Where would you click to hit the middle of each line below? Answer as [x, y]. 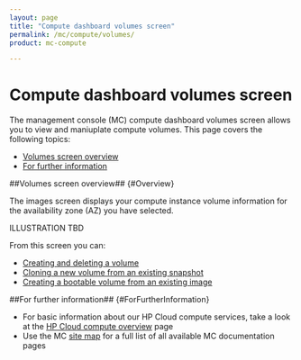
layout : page [34, 18]
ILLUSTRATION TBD [46, 228]
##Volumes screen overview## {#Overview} [92, 184]
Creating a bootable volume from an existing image [117, 282]
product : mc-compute [48, 43]
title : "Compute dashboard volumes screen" [92, 26]
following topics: [40, 139]
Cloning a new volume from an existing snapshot [113, 273]
